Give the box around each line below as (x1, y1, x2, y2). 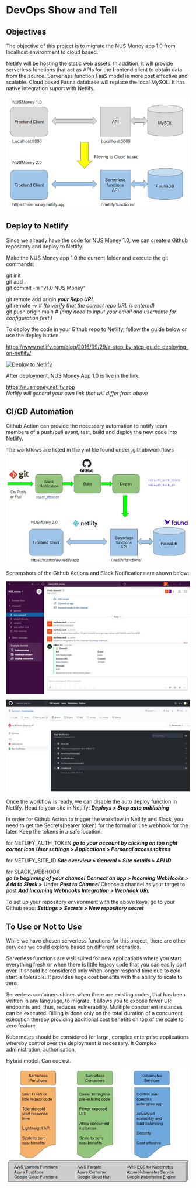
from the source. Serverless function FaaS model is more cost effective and (6, 73, 188, 79)
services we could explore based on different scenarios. (6, 944, 141, 951)
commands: (6, 260, 35, 267)
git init (6, 272, 22, 279)
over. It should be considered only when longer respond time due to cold (6, 967, 181, 974)
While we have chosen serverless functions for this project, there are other (6, 937, 186, 944)
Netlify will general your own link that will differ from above (6, 390, 148, 397)
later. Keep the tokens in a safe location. (6, 828, 102, 835)
